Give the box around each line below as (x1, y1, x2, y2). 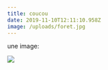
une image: (7, 42, 40, 51)
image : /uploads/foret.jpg (7, 23, 86, 30)
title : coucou (7, 10, 49, 17)
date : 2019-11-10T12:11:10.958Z (7, 17, 101, 24)
